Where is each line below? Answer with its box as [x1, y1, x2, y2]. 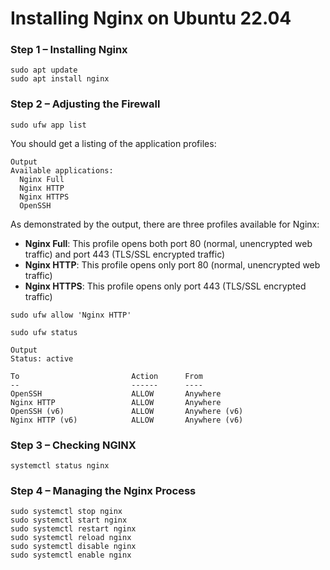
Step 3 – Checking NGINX [10, 438, 137, 452]
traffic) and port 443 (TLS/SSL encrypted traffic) [24, 248, 226, 260]
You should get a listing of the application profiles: [10, 137, 217, 149]
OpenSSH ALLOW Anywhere [10, 388, 222, 399]
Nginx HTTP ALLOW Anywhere [10, 397, 222, 407]
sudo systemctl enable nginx [10, 550, 132, 561]
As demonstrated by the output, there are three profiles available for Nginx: [10, 218, 320, 230]
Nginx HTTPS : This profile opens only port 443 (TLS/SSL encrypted [24, 280, 307, 292]
